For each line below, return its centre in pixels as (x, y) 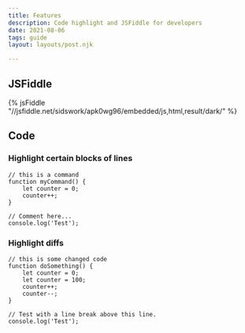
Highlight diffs (36, 243)
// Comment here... (40, 216)
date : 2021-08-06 (37, 30)
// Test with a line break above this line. (82, 314)
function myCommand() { (47, 181)
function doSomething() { (50, 266)
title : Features (35, 15)
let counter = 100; (54, 280)
